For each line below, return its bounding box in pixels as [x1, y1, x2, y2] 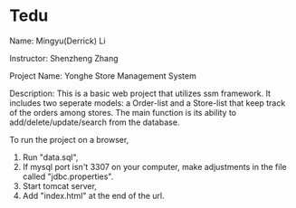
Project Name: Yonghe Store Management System [9, 70, 196, 81]
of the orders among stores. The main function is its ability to [9, 107, 237, 118]
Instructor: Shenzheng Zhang [9, 52, 119, 63]
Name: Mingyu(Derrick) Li [9, 35, 106, 46]
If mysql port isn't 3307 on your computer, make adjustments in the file [22, 161, 287, 172]
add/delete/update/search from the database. [9, 117, 180, 128]
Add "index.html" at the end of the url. [22, 190, 165, 201]
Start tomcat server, [22, 180, 98, 191]
